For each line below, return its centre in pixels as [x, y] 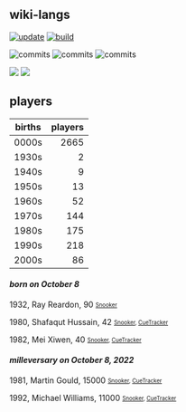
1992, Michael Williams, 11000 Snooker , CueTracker [93, 398]
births [28, 127]
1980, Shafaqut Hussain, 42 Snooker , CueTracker [89, 321]
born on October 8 [44, 284]
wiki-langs [40, 15]
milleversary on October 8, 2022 [72, 360]
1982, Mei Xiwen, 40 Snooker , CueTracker [75, 340]
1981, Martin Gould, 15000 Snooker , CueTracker [86, 380]
